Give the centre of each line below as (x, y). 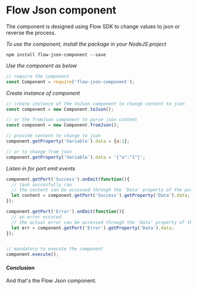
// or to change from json (39, 152)
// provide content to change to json (53, 136)
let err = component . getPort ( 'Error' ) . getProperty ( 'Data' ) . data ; (93, 228)
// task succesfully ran (42, 185)
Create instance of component (43, 93)
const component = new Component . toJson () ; (60, 109)
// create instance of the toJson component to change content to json (95, 104)
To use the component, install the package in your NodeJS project (86, 44)
